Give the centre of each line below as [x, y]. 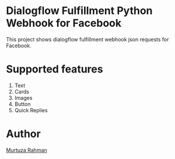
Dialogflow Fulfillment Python [79, 11]
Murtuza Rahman [27, 150]
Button [22, 104]
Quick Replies [31, 110]
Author [23, 134]
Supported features [55, 69]
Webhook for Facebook [64, 23]
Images [23, 98]
